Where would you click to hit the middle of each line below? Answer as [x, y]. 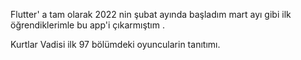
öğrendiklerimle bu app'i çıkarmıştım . [87, 25]
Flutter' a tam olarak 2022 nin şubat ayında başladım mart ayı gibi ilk [151, 14]
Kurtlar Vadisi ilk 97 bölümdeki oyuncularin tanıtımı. [115, 44]
